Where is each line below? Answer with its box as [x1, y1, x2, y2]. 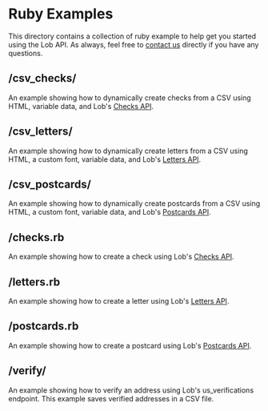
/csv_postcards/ [8, 177, 92, 191]
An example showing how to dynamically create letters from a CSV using [8, 146, 248, 155]
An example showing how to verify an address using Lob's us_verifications [8, 385, 254, 395]
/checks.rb [8, 230, 65, 244]
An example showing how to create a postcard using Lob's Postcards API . [8, 340, 252, 350]
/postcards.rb [8, 320, 79, 333]
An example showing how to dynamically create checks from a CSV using [8, 93, 252, 103]
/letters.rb [8, 275, 61, 288]
